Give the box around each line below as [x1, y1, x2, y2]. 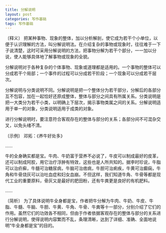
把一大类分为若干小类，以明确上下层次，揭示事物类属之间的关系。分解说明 [5, 99, 157, 105]
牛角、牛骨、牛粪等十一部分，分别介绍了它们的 [65, 204, 161, 210]
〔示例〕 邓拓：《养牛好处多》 [5, 133, 65, 139]
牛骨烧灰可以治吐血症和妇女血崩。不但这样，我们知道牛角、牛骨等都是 [13, 172, 157, 178]
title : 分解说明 [5, 7, 36, 12]
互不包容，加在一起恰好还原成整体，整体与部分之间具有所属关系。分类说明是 [5, 93, 161, 99]
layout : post [5, 12, 32, 17]
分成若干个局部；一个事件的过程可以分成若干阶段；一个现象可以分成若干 [5, 70, 152, 77]
